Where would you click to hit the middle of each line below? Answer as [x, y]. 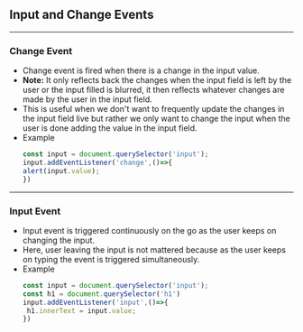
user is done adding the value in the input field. [110, 128]
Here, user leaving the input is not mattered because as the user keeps [154, 249]
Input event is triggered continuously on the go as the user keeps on [149, 230]
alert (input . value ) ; [61, 171]
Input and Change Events [82, 15]
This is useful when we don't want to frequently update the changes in [153, 109]
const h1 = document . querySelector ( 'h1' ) [101, 294]
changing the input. [59, 240]
